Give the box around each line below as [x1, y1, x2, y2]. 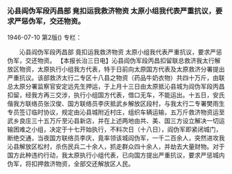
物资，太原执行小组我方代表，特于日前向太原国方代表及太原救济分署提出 [19, 65, 225, 74]
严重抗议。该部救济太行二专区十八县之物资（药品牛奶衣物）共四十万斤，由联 [7, 74, 225, 82]
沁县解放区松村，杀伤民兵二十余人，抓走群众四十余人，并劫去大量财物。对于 [7, 142, 225, 151]
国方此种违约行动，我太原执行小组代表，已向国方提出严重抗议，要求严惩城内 [7, 151, 225, 160]
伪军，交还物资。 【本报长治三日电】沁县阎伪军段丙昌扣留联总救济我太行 [7, 56, 215, 65]
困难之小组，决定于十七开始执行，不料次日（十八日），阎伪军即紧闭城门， [12, 125, 222, 133]
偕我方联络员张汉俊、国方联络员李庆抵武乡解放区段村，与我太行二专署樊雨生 [7, 100, 225, 108]
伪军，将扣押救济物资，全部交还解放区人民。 [7, 160, 135, 168]
